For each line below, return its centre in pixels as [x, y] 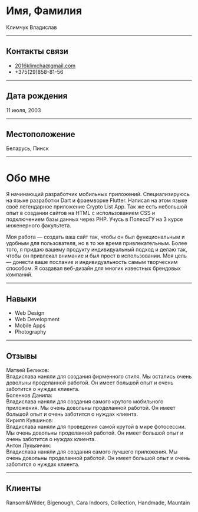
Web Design [29, 313]
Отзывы [22, 356]
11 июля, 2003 [24, 110]
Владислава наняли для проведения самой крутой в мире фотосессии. [96, 426]
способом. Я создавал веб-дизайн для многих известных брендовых [93, 268]
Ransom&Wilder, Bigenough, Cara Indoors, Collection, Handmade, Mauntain [98, 503]
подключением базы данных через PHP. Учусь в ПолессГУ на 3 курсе [95, 219]
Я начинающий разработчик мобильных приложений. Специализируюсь [98, 194]
